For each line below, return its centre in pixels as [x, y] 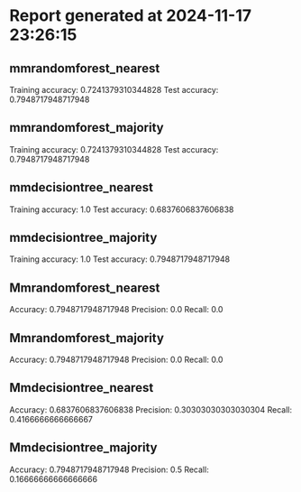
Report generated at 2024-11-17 [131, 16]
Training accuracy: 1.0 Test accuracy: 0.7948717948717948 [120, 259]
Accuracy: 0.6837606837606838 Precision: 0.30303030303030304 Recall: [151, 409]
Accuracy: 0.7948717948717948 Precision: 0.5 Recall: [109, 469]
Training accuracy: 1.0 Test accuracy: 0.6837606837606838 [122, 209]
